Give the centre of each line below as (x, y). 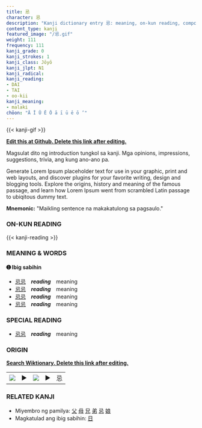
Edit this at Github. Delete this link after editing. (66, 142)
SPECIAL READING (34, 320)
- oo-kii (17, 96)
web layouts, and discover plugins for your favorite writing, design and (93, 178)
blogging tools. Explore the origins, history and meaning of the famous (93, 184)
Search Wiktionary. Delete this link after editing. (67, 363)
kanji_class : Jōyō (29, 62)
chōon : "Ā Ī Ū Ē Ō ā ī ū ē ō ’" (47, 113)
